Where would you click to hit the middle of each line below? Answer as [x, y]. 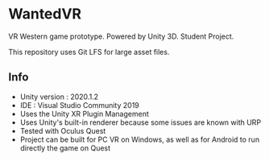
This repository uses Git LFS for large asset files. [89, 52]
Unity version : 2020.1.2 [59, 97]
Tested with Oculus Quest [63, 130]
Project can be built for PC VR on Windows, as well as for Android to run [140, 139]
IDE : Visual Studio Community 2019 [79, 105]
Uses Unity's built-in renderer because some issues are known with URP [141, 122]
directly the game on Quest [65, 148]
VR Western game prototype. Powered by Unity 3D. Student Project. [121, 36]
